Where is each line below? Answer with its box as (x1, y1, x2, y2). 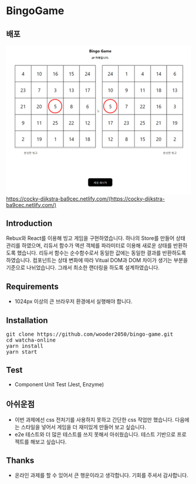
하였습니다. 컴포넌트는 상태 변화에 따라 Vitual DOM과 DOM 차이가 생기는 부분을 (6, 257, 188, 264)
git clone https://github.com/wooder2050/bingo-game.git (6, 331, 174, 338)
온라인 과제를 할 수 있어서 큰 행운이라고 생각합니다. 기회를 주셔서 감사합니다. (14, 472, 189, 479)
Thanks (6, 456, 35, 466)
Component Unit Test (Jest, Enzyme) (14, 380, 104, 388)
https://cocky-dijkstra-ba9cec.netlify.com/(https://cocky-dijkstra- (6, 195, 165, 202)
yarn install (6, 343, 44, 349)
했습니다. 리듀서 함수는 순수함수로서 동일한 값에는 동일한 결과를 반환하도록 (16, 249, 187, 256)
